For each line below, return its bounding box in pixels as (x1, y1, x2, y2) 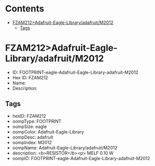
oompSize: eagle (12, 123, 47, 130)
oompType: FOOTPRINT (12, 118, 62, 124)
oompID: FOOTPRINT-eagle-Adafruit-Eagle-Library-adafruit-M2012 (12, 155, 150, 161)
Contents (5, 3, 45, 14)
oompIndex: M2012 (12, 139, 52, 145)
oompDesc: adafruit (12, 134, 54, 140)
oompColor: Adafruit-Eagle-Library (12, 129, 84, 135)
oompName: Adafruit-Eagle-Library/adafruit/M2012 (12, 145, 118, 151)
